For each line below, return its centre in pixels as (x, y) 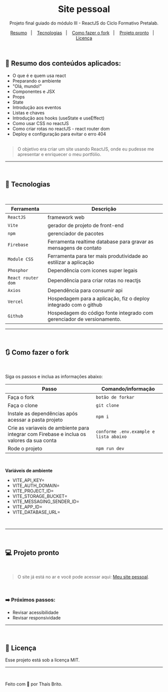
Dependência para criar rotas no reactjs (94, 280)
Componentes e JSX (33, 91)
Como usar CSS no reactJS (40, 123)
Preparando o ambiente (37, 80)
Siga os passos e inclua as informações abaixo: (54, 376)
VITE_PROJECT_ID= (33, 491)
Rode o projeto (25, 448)
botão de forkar (115, 397)
